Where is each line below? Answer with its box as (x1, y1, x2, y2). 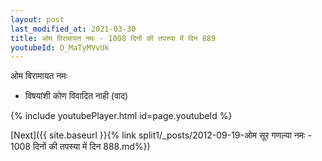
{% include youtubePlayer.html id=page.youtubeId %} (10, 110, 233, 122)
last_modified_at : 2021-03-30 (10, 24, 137, 34)
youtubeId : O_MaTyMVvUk (10, 42, 110, 53)
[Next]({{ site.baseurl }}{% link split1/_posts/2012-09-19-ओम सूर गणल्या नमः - (10, 129, 312, 141)
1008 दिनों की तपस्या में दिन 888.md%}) (10, 141, 151, 153)
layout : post (10, 14, 65, 25)
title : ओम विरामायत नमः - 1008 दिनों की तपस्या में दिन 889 (10, 33, 217, 43)
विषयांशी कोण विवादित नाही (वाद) (24, 90, 129, 102)
